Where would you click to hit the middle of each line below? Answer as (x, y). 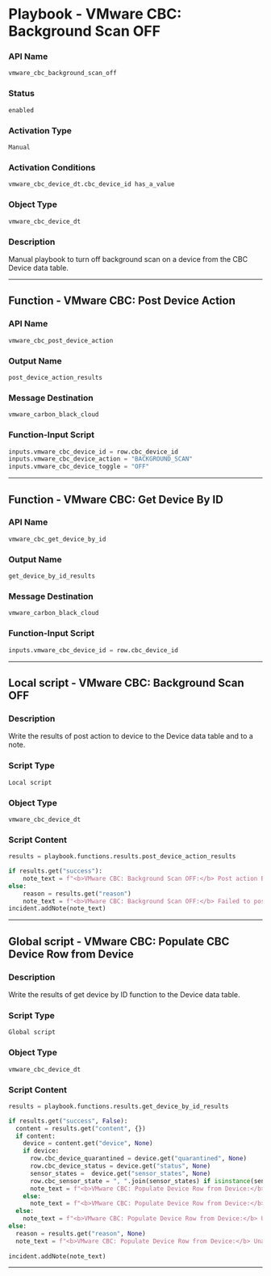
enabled (21, 110)
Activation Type (40, 130)
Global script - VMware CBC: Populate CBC (119, 941)
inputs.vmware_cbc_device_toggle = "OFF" (79, 467)
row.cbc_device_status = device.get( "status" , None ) (120, 1166)
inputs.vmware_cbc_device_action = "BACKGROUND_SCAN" (101, 459)
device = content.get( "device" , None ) (88, 1143)
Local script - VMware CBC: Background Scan (126, 683)
